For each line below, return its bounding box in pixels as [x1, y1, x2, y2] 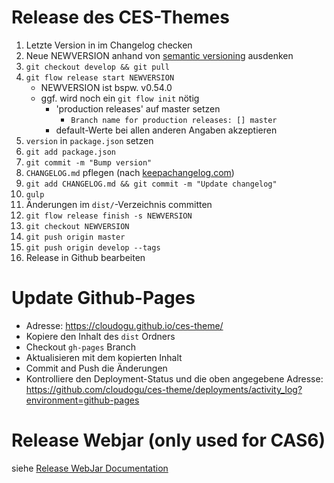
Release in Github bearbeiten [25, 251, 146, 263]
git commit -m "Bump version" [25, 157, 153, 168]
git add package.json [25, 147, 116, 157]
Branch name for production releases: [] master [70, 115, 278, 125]
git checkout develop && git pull [25, 62, 170, 72]
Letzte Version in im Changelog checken [25, 39, 193, 51]
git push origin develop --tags [25, 242, 161, 253]
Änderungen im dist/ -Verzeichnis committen [25, 198, 213, 210]
